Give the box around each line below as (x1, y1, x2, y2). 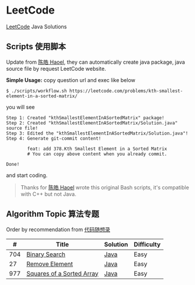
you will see (6, 103, 35, 110)
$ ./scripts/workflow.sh (6, 88, 67, 94)
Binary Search (26, 250, 66, 258)
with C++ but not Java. (20, 190, 77, 198)
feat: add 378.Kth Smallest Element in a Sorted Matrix (27, 146, 167, 152)
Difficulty (133, 240, 161, 248)
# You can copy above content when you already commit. (27, 151, 167, 157)
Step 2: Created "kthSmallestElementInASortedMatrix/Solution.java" (6, 120, 178, 126)
